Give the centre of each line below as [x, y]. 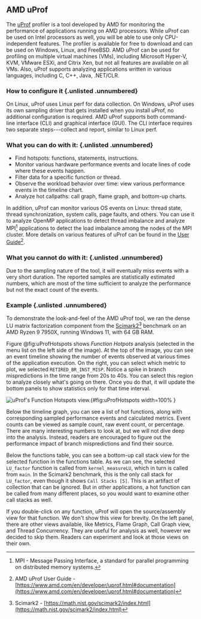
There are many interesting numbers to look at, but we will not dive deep [95, 430]
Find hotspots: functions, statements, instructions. [77, 158]
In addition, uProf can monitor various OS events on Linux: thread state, [94, 208]
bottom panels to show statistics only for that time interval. [78, 388]
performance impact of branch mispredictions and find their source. [90, 443]
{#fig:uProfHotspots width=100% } [133, 400]
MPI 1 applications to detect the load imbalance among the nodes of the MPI [99, 228]
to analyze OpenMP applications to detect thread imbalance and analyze [96, 221]
